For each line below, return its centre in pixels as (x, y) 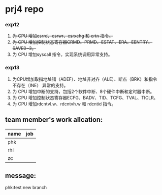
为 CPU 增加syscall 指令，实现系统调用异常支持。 (62, 54)
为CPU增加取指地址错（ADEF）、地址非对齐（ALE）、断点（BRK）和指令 (85, 79)
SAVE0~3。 (24, 49)
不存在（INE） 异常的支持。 (40, 85)
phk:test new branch (26, 188)
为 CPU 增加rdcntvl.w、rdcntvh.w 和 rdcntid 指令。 (64, 104)
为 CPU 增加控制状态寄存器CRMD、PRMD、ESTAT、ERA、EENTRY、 (82, 42)
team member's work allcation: (54, 120)
